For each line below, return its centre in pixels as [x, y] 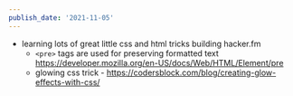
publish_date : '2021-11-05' [61, 18]
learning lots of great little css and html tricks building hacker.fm [141, 43]
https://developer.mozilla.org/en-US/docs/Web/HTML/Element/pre [159, 62]
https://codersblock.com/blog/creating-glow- [191, 72]
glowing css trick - [70, 72]
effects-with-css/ [67, 82]
